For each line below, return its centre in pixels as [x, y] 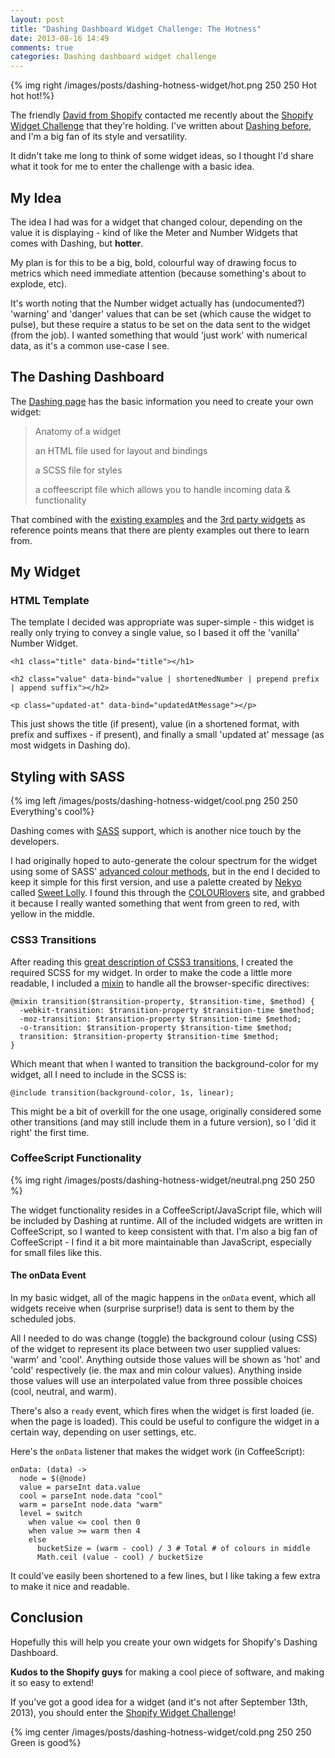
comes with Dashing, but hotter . [77, 243]
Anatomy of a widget [78, 431]
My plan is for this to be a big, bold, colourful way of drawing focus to [154, 262]
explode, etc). [39, 283]
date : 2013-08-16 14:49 [60, 38]
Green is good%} [46, 1742]
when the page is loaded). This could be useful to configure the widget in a [165, 1422]
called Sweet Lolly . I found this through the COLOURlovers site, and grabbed [167, 893]
